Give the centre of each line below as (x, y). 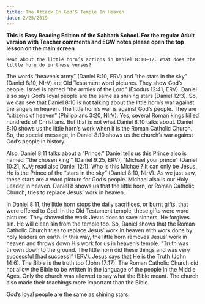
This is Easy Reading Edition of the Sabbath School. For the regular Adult (100, 35)
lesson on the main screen (41, 48)
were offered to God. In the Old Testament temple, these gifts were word (98, 211)
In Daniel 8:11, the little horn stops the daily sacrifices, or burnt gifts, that (97, 204)
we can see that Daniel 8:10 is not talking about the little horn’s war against (100, 102)
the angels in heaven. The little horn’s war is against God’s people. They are (102, 108)
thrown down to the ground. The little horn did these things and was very (98, 249)
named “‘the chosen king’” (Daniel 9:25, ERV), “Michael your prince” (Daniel (102, 159)
